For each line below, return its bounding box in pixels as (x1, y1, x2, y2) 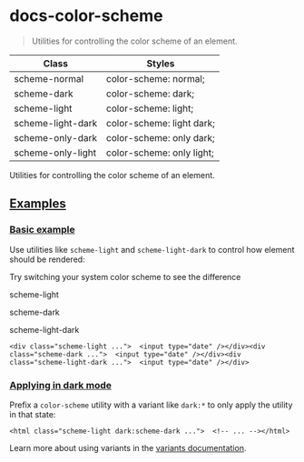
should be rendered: (9, 254, 85, 265)
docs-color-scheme (9, 5, 163, 26)
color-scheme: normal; (105, 72, 205, 85)
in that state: (9, 408, 56, 419)
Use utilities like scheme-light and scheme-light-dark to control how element (9, 244, 295, 255)
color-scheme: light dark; (105, 116, 216, 129)
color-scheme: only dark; (105, 131, 215, 144)
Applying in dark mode (9, 378, 112, 391)
